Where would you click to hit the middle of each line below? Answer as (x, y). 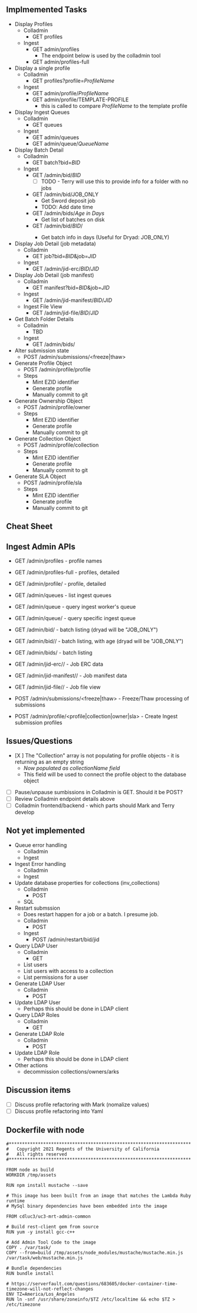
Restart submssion (37, 908)
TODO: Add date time (67, 207)
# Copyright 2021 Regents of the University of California (83, 1149)
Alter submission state (42, 350)
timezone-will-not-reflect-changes (50, 1289)
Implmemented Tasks (47, 10)
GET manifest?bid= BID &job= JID (71, 287)
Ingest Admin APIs (41, 546)
